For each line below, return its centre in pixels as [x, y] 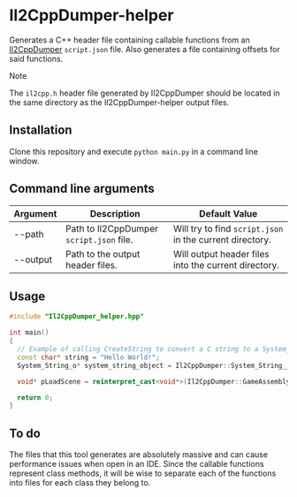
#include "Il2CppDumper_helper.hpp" [76, 317]
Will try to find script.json [228, 228]
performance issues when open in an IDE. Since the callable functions [137, 464]
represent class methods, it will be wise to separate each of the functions [143, 473]
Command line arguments [82, 189]
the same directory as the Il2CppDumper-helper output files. [119, 102]
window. [24, 161]
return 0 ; [35, 398]
